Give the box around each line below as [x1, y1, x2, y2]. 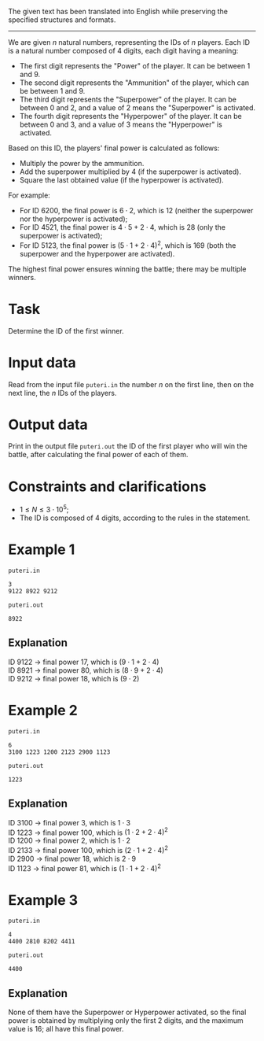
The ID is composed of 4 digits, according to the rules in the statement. [19, 513, 251, 522]
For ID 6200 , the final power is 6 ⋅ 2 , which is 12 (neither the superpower [19, 206, 254, 215]
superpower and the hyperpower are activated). [19, 249, 175, 258]
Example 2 [8, 702, 79, 719]
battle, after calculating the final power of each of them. [8, 450, 189, 460]
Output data [8, 415, 88, 434]
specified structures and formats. [8, 15, 116, 24]
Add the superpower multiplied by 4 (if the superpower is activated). [19, 167, 242, 176]
